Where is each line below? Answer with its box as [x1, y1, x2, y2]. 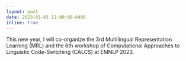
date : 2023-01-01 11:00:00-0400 [6, 14, 86, 20]
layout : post [6, 8, 39, 15]
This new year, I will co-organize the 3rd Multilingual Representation [6, 36, 172, 43]
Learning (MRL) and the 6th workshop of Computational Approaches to [6, 42, 180, 49]
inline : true [6, 20, 39, 25]
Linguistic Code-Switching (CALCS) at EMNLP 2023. [6, 49, 134, 56]
